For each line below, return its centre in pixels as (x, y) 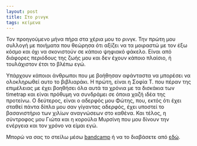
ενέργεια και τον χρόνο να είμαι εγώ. (52, 126)
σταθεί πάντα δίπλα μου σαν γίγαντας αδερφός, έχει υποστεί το (85, 107)
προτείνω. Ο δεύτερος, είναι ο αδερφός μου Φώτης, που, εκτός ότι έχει (94, 101)
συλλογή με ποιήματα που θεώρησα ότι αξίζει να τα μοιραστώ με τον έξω (97, 45)
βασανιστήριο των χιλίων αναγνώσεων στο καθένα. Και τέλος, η (86, 113)
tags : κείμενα (24, 22)
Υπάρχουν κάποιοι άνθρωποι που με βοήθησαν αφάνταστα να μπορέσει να (98, 76)
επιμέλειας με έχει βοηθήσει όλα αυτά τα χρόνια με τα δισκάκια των (90, 88)
